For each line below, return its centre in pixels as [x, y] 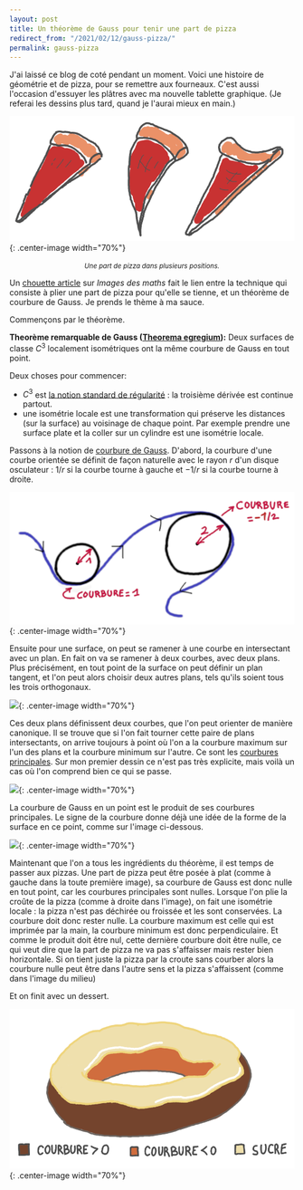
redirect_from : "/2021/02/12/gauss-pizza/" [93, 38]
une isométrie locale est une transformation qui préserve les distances [154, 414]
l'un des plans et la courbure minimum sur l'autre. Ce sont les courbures [144, 753]
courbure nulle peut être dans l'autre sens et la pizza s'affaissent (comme [147, 969]
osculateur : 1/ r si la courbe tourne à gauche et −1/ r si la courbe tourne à [144, 470]
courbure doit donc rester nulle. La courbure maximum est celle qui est [142, 921]
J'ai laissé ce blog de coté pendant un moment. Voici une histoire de [137, 75]
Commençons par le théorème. [67, 320]
